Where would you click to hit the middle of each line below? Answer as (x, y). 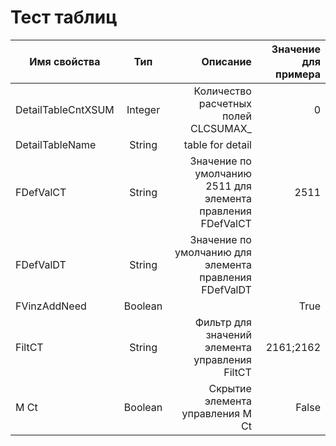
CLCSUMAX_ (221, 128)
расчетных (225, 103)
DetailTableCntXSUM (65, 109)
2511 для (228, 186)
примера (298, 74)
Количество (222, 91)
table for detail (217, 144)
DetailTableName (56, 144)
